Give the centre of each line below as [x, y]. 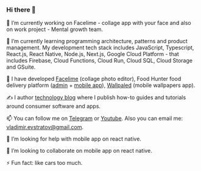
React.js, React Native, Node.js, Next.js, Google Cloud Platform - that [93, 54]
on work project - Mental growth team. [55, 29]
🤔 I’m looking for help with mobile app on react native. [74, 139]
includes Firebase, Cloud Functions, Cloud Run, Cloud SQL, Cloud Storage [100, 61]
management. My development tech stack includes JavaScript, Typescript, [100, 47]
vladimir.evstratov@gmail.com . [45, 127]
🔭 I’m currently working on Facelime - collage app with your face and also [99, 23]
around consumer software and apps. [54, 106]
